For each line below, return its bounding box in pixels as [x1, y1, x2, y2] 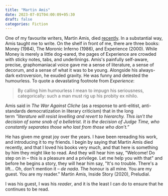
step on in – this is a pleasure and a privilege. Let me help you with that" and [5, 155, 163, 161]
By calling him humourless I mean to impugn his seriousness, [17, 87, 144, 93]
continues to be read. [5, 186, 49, 192]
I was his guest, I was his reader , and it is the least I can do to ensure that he [5, 181, 163, 187]
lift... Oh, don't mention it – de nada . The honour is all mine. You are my [5, 166, 152, 172]
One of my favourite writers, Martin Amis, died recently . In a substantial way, [5, 35, 163, 41]
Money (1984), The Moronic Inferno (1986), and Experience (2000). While [5, 46, 157, 52]
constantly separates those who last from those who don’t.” [5, 124, 129, 130]
